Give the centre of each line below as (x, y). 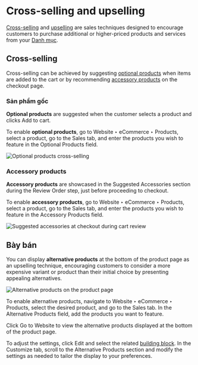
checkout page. (25, 86)
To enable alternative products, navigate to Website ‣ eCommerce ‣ (89, 301)
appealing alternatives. (34, 278)
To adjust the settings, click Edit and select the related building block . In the (99, 344)
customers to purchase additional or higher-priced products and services (96, 33)
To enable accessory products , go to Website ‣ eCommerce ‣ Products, (95, 202)
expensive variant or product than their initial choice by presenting (87, 272)
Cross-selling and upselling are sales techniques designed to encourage (95, 27)
